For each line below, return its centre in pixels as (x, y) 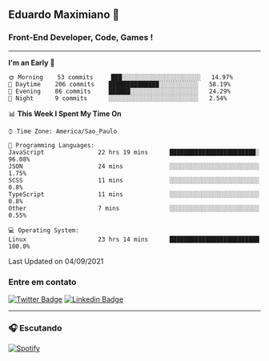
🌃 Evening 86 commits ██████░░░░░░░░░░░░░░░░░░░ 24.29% (119, 91)
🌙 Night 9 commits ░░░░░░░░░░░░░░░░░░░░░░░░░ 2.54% (118, 98)
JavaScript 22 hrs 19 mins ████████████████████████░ (134, 152)
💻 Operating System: (44, 230)
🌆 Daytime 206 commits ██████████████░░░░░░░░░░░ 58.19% (119, 84)
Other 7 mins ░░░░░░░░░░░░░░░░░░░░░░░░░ (134, 208)
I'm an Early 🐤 (32, 62)
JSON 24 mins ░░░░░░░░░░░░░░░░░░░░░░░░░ (134, 166)
